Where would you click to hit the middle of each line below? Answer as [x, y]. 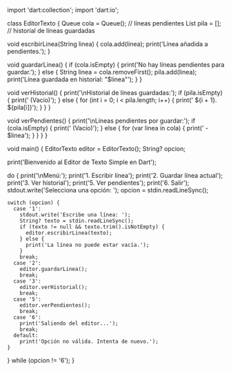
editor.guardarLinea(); [54, 269]
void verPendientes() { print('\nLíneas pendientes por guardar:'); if [101, 121]
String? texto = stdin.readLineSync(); [77, 221]
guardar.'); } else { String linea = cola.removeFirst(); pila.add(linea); [102, 72]
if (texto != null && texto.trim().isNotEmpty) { [92, 227]
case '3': [27, 281]
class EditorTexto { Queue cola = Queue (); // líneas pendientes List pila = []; [114, 23]
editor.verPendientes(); [55, 305]
